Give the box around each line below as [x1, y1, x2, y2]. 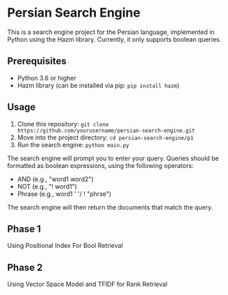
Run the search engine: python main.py [17, 140, 130, 149]
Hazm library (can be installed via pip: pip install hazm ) [17, 81, 179, 90]
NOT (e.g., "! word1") [17, 182, 78, 190]
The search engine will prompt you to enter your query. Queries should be [7, 154, 219, 162]
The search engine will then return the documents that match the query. [7, 203, 213, 211]
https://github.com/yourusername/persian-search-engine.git [17, 127, 195, 134]
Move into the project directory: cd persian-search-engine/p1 [17, 133, 194, 142]
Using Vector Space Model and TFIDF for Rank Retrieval [7, 280, 168, 289]
